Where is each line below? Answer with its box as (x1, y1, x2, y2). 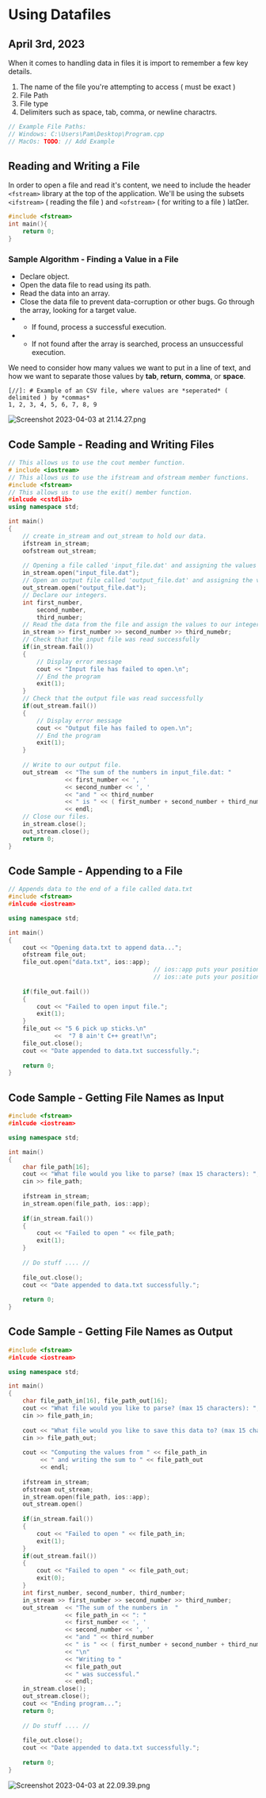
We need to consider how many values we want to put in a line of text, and (8, 363, 252, 372)
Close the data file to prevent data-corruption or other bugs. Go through (19, 297, 255, 307)
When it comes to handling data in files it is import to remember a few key (8, 58, 249, 68)
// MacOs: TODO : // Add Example (8, 137, 115, 145)
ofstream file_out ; (22, 951, 87, 959)
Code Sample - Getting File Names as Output (8, 1325, 234, 1339)
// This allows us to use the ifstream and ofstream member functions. (8, 473, 249, 481)
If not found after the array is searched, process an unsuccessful (31, 339, 244, 349)
